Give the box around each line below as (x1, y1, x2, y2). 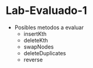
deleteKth (23, 36, 48, 44)
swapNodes (23, 43, 54, 50)
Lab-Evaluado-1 (5, 4, 88, 18)
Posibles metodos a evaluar (14, 24, 84, 31)
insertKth (23, 30, 47, 37)
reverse (23, 56, 43, 63)
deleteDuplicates (23, 49, 66, 56)
